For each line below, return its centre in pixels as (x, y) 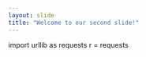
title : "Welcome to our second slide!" (74, 23)
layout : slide (32, 15)
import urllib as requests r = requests (68, 45)
